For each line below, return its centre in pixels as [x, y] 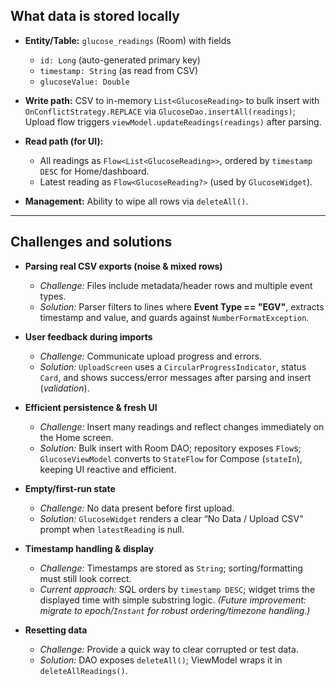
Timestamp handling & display [89, 548]
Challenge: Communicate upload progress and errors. [151, 356]
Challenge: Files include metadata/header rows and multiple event [176, 285]
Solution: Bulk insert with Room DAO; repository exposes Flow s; [170, 448]
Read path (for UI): [64, 141]
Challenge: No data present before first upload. [137, 508]
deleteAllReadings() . [83, 670]
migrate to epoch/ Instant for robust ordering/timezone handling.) [175, 610]
